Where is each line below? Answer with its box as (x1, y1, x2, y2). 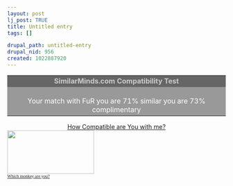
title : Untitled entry (7, 23, 73, 30)
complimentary (92, 105, 141, 115)
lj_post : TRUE (7, 17, 49, 24)
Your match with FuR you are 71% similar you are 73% (27, 96, 206, 105)
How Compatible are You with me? (67, 122, 166, 130)
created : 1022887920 (7, 55, 67, 62)
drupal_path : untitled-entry (7, 42, 92, 49)
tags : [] (7, 29, 33, 37)
